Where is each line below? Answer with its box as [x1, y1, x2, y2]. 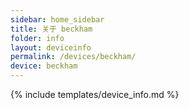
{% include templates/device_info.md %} [10, 89, 180, 100]
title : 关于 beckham [10, 24, 93, 34]
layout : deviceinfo [10, 42, 92, 53]
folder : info [10, 33, 65, 43]
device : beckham [10, 61, 78, 71]
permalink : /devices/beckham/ [10, 52, 137, 62]
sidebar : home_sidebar [10, 14, 105, 25]
